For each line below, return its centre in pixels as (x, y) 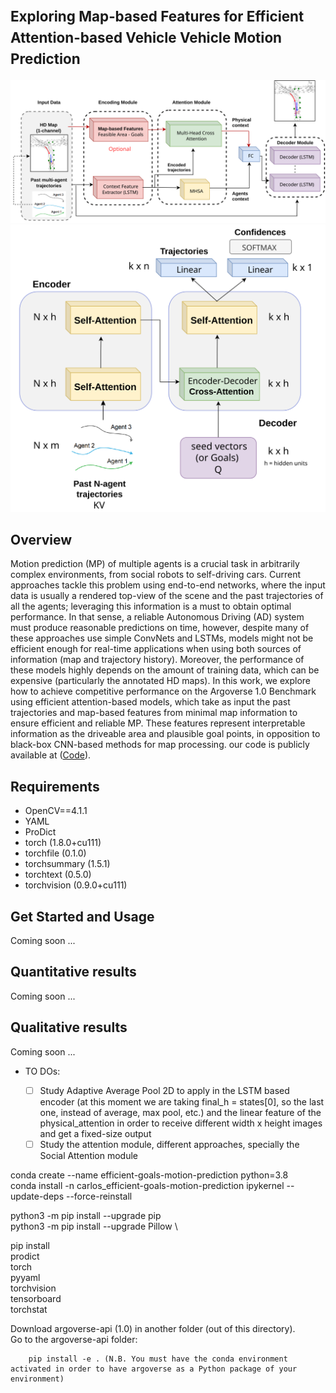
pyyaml (25, 1277)
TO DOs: (42, 1071)
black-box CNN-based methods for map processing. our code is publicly (160, 745)
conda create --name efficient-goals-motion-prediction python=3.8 (149, 1175)
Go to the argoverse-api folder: (74, 1339)
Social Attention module (89, 1155)
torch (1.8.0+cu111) (63, 843)
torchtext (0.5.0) (58, 875)
